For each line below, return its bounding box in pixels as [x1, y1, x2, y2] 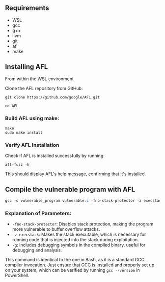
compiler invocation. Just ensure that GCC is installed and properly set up [5, 262, 155, 268]
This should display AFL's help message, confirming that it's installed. [5, 171, 146, 177]
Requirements [5, 4, 49, 12]
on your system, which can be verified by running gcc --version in [5, 267, 140, 273]
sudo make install [5, 130, 43, 135]
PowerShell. [5, 273, 29, 279]
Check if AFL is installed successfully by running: [5, 153, 105, 159]
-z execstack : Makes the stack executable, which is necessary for [12, 231, 146, 238]
